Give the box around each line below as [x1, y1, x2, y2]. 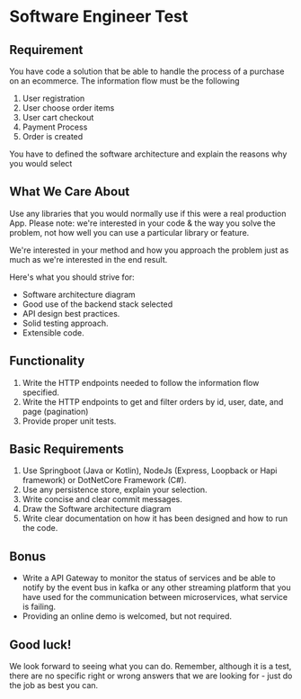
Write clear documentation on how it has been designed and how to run [22, 513, 288, 524]
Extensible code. [22, 327, 85, 338]
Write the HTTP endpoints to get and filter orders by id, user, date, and [22, 396, 284, 407]
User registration [22, 93, 85, 103]
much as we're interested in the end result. [9, 254, 168, 264]
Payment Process [22, 121, 88, 132]
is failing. [22, 601, 57, 613]
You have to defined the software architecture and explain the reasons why [9, 148, 288, 159]
